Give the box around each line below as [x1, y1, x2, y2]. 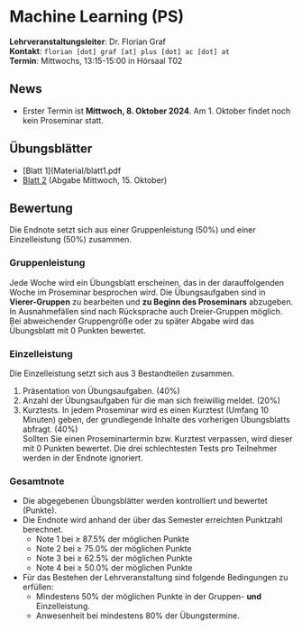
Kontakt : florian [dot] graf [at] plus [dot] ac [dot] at [9, 45, 230, 56]
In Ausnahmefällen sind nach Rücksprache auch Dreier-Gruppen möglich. [9, 306, 283, 316]
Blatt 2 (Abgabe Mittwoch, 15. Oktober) [22, 174, 168, 186]
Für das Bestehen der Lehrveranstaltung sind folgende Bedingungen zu [22, 572, 288, 583]
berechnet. [22, 525, 64, 535]
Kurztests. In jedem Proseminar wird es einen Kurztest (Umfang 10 [22, 404, 269, 415]
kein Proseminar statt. [22, 114, 104, 125]
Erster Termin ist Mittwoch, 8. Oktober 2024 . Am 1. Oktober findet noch [22, 105, 291, 116]
